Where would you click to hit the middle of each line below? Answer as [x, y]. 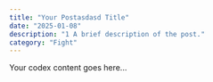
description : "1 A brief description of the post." [107, 34]
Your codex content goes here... [68, 68]
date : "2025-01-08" [45, 26]
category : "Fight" [43, 42]
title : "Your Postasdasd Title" [69, 17]
